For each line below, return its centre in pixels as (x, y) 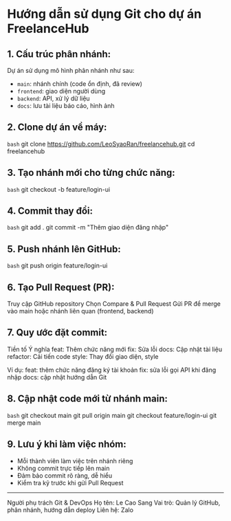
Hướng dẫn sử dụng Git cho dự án (104, 14)
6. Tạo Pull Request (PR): (61, 287)
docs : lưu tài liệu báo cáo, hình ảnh (66, 106)
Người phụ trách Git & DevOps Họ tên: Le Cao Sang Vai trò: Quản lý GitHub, (114, 502)
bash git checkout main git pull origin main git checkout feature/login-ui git (112, 415)
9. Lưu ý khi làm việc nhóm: (67, 444)
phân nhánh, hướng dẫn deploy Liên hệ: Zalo (70, 510)
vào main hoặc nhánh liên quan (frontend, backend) (80, 311)
